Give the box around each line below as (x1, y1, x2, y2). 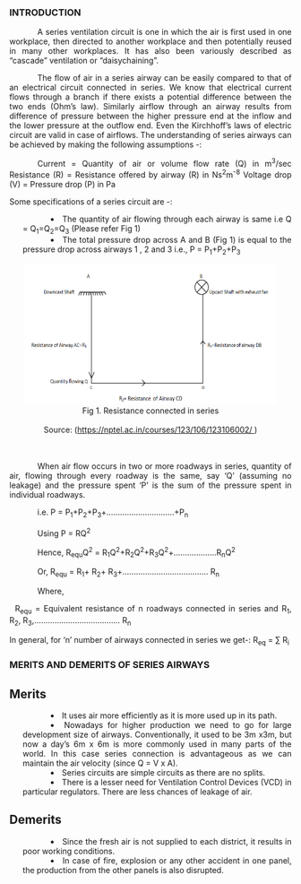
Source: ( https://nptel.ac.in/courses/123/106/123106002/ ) (43, 424, 258, 436)
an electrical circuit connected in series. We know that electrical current (9, 82, 292, 93)
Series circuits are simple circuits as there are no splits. (61, 767, 266, 778)
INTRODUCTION (9, 6, 82, 19)
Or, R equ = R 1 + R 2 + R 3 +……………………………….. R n (37, 567, 219, 579)
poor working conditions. (21, 845, 116, 856)
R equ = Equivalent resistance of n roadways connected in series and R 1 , (14, 602, 292, 616)
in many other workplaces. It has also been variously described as (9, 46, 292, 56)
